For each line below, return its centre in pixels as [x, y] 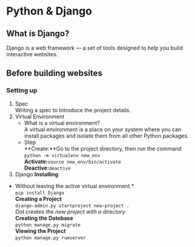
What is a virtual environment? [62, 123]
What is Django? [38, 34]
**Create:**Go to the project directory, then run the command [103, 149]
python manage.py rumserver [50, 238]
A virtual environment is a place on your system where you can [103, 129]
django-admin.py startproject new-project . [72, 206]
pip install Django [40, 193]
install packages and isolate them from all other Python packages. [106, 136]
